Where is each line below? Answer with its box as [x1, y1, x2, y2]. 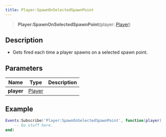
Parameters [5, 64, 43, 72]
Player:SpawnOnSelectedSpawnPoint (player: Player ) [17, 21, 131, 27]
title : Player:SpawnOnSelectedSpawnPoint [5, 7, 94, 13]
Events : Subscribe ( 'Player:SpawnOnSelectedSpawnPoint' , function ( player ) [5, 118, 162, 123]
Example [5, 105, 33, 113]
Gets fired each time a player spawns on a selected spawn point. [12, 49, 148, 56]
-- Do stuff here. [14, 122, 53, 128]
